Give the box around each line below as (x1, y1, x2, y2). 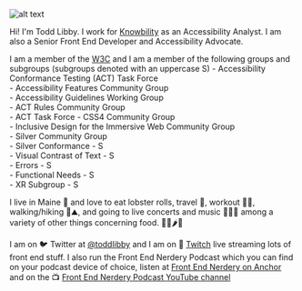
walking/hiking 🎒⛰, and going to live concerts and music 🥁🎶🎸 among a (9, 206, 274, 217)
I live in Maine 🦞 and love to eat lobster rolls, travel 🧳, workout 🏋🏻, (9, 196, 256, 207)
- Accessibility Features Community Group (9, 83, 169, 93)
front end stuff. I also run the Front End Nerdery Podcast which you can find (9, 252, 294, 263)
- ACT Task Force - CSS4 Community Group (9, 112, 176, 122)
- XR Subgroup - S (9, 179, 79, 190)
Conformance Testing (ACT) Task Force (9, 73, 159, 84)
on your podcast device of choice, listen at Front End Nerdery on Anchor (9, 262, 282, 272)
